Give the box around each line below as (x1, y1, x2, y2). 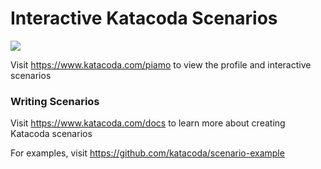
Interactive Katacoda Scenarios (10, 7, 278, 30)
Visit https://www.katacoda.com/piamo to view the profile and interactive (10, 58, 312, 71)
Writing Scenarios (10, 94, 100, 108)
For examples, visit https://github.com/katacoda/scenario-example (10, 147, 285, 159)
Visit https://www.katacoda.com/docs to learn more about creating (10, 117, 286, 129)
